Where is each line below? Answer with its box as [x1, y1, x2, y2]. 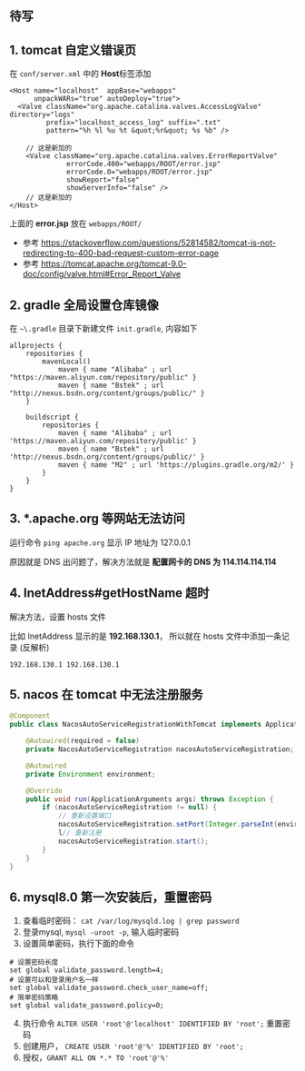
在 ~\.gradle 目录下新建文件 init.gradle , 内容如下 [9, 323, 198, 334]
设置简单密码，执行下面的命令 [22, 938, 134, 949]
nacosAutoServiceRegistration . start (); [57, 837, 209, 846]
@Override [25, 786, 64, 795]
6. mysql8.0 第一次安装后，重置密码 [9, 889, 212, 905]
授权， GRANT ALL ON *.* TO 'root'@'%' [22, 1052, 170, 1063]
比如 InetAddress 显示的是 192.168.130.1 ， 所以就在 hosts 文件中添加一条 [9, 630, 282, 641]
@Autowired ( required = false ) [25, 737, 141, 746]
